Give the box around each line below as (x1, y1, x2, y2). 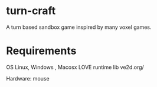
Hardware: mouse (6, 75, 50, 82)
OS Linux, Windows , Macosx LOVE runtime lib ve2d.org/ (6, 63, 145, 71)
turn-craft (6, 4, 56, 18)
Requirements (6, 44, 77, 58)
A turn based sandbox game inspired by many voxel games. (6, 24, 152, 31)
